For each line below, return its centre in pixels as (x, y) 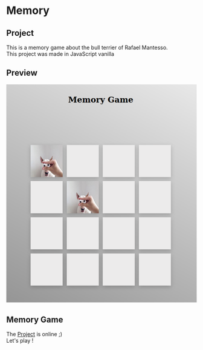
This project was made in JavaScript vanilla (60, 54)
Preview (22, 73)
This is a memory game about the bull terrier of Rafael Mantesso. (87, 47)
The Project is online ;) (34, 334)
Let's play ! (20, 341)
